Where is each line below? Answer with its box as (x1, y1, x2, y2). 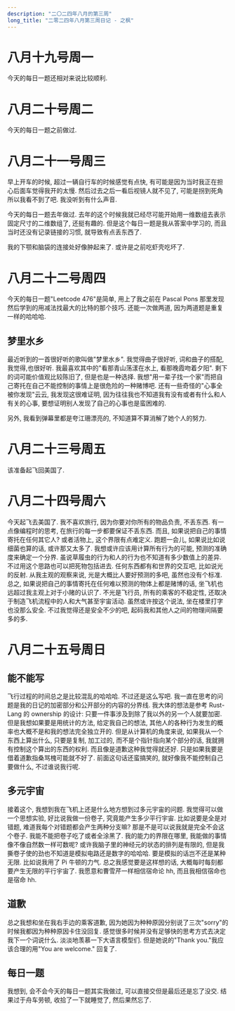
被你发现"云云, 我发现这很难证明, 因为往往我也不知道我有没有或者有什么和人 (7, 390, 227, 398)
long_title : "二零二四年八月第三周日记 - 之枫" (7, 17, 135, 24)
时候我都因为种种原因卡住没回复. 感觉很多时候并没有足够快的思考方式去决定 (7, 927, 226, 935)
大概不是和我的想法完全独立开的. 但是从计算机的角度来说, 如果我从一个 (19, 727, 223, 736)
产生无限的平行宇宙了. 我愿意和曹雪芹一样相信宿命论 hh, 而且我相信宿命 (13, 867, 220, 875)
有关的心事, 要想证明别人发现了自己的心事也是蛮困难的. (7, 399, 167, 408)
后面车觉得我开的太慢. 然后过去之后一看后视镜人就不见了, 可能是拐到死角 (13, 187, 223, 195)
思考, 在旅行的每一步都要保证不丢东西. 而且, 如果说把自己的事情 (43, 526, 227, 535)
